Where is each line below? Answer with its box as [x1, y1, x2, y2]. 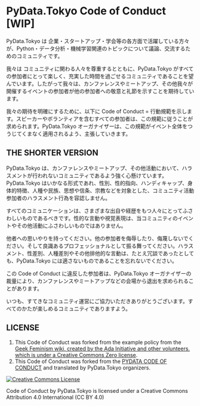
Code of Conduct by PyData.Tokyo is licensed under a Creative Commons [6, 387, 188, 394]
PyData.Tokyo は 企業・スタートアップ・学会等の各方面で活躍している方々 [6, 37, 190, 44]
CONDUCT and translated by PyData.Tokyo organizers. [14, 364, 151, 371]
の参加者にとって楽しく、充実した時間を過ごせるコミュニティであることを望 [6, 72, 194, 80]
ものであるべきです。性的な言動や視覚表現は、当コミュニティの [21, 214, 178, 222]
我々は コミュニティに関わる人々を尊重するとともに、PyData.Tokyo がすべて [6, 65, 194, 72]
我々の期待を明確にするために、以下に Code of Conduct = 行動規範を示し [6, 108, 187, 115]
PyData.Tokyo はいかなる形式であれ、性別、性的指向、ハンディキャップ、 [6, 179, 188, 187]
